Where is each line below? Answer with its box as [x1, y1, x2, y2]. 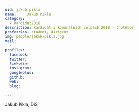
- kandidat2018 [9, 20, 40, 26]
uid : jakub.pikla [5, 7, 40, 12]
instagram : [9, 66, 32, 71]
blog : [9, 83, 21, 89]
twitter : [9, 57, 27, 62]
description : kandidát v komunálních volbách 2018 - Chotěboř [5, 25, 134, 30]
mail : [5, 39, 16, 44]
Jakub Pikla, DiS [5, 101, 38, 107]
